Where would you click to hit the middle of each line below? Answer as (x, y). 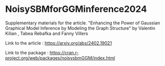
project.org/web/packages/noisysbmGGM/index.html (60, 58)
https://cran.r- (64, 53)
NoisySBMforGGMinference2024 (76, 9)
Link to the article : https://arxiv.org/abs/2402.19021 (58, 43)
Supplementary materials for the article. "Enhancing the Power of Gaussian (83, 23)
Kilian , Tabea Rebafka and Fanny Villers (47, 33)
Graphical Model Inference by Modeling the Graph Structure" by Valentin (80, 28)
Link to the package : (27, 53)
